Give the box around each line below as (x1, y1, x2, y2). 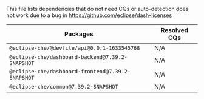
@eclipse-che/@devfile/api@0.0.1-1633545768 (9, 45, 140, 51)
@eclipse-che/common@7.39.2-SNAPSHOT (9, 83, 118, 90)
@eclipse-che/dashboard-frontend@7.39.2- (9, 68, 131, 75)
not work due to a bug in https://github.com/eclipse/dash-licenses (6, 12, 172, 19)
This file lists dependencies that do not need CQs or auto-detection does (6, 5, 189, 12)
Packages (64, 30, 94, 38)
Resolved (160, 26, 189, 34)
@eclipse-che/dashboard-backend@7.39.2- (9, 54, 127, 60)
